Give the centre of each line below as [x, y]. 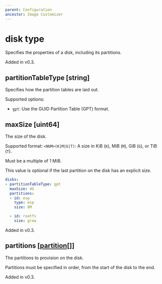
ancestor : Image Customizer [34, 14]
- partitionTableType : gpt [33, 184]
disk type [25, 39]
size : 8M [23, 207]
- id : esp [20, 198]
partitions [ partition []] [40, 246]
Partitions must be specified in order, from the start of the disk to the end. [80, 267]
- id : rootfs [23, 216]
